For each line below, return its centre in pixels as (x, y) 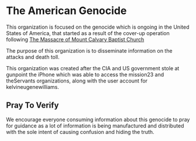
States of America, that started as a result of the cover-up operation (88, 33)
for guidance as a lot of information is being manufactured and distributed (95, 125)
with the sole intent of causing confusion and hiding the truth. (80, 132)
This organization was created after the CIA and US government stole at (93, 68)
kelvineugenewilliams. (33, 87)
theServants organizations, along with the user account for (77, 81)
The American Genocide (66, 11)
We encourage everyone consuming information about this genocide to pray (98, 119)
